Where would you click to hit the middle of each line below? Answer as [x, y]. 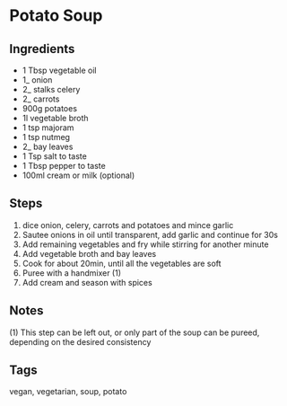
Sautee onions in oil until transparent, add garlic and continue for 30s [150, 234]
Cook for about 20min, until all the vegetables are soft [122, 263]
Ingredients [42, 49]
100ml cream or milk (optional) [78, 175]
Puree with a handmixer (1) [72, 273]
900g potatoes [50, 108]
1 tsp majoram [48, 128]
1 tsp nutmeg [46, 137]
